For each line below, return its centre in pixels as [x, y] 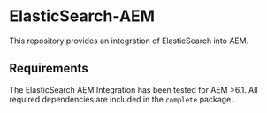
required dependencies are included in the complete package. [122, 99]
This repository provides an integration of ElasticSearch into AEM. [129, 41]
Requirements [49, 68]
